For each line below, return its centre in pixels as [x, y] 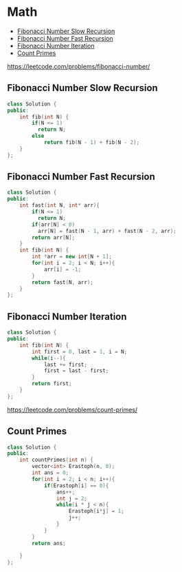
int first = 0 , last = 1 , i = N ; [80, 351]
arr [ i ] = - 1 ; [62, 269]
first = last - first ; [76, 371]
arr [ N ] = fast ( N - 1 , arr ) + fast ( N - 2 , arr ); [107, 231]
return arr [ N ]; [54, 237]
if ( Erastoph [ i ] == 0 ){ [76, 486]
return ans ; [49, 543]
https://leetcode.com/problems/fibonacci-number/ [79, 66]
